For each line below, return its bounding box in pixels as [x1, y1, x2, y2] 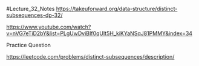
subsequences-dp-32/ [6, 12, 63, 19]
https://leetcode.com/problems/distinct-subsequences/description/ [6, 53, 175, 60]
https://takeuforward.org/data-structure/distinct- [56, 5, 178, 12]
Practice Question [6, 42, 51, 48]
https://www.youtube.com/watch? [6, 24, 91, 30]
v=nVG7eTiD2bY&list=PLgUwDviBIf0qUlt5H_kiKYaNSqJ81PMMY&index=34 [6, 30, 192, 37]
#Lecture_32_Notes [6, 5, 55, 12]
